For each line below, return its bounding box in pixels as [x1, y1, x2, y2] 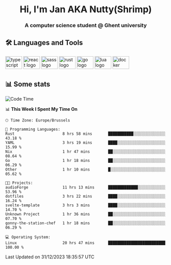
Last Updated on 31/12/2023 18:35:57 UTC [5, 254, 94, 260]
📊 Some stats [5, 80, 51, 88]
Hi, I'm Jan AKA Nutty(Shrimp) [19, 4, 152, 15]
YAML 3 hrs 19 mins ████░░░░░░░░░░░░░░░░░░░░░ [5, 140, 166, 146]
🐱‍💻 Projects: [5, 180, 33, 186]
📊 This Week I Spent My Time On [5, 106, 78, 112]
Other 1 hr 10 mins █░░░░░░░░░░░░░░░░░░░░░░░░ [5, 167, 166, 172]
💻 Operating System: [5, 235, 51, 240]
